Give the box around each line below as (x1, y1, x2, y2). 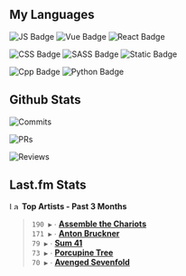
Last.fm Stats (9, 178, 88, 193)
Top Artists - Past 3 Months (21, 201, 127, 212)
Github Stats (9, 92, 81, 107)
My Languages (9, 7, 95, 23)
